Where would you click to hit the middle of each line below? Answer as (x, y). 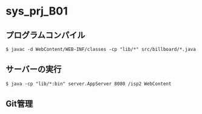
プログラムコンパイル (45, 35)
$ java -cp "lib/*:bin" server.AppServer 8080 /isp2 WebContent (89, 84)
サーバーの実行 (34, 69)
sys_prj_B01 (37, 11)
